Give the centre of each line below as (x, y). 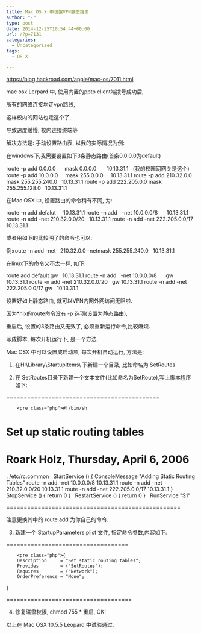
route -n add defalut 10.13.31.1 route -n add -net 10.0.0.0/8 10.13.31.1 (97, 212)
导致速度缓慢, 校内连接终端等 (42, 130)
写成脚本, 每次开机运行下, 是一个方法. (52, 339)
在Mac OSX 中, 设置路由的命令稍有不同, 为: (59, 200)
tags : (13, 51)
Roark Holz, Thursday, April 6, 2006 (98, 459)
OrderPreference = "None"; (51, 576)
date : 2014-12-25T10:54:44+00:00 (48, 29)
